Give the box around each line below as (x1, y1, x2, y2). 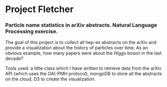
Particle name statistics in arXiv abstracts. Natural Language (5, 22, 157, 29)
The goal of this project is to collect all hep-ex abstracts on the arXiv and (5, 39, 157, 46)
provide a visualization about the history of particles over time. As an (5, 45, 148, 51)
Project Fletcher (5, 4, 74, 15)
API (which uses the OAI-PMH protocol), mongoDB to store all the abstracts (5, 71, 162, 77)
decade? (5, 56, 24, 62)
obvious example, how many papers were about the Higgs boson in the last (5, 50, 162, 56)
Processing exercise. (5, 28, 58, 35)
